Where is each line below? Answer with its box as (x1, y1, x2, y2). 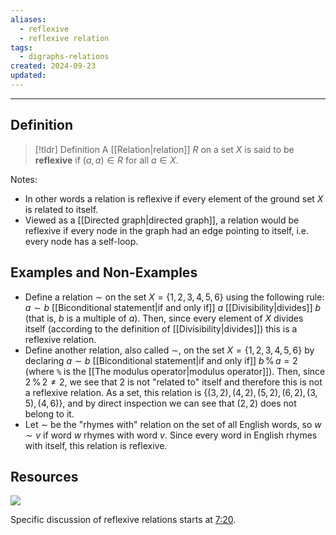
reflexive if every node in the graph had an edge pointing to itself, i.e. (24, 224, 310, 236)
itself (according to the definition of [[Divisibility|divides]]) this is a (24, 322, 298, 335)
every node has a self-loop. (24, 235, 139, 247)
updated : (10, 71, 47, 81)
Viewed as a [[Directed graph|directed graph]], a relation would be (24, 214, 300, 226)
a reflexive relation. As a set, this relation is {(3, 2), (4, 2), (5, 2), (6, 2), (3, (24, 386, 318, 398)
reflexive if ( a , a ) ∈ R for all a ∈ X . (34, 154, 179, 166)
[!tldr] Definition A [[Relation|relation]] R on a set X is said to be (34, 143, 295, 155)
